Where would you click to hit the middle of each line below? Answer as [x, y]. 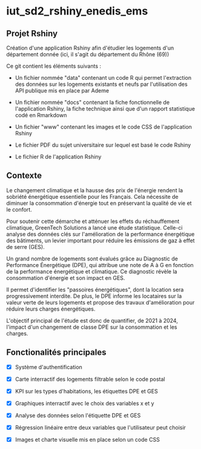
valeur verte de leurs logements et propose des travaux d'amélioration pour [100, 302]
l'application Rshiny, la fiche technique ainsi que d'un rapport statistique [105, 109]
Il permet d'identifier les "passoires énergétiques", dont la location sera [95, 289]
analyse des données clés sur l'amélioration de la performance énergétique [100, 234]
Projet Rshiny [32, 34]
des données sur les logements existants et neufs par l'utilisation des [101, 84]
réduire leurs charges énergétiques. [51, 309]
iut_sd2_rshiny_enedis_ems [77, 11]
